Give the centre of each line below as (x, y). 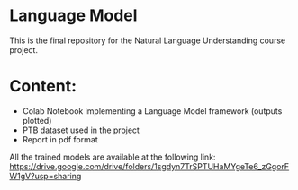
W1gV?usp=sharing (45, 176)
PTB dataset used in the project (81, 130)
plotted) (37, 120)
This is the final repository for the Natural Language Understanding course (148, 40)
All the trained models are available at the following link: (113, 157)
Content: (43, 86)
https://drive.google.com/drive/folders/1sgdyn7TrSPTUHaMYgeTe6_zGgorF (149, 166)
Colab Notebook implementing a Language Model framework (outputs (152, 111)
